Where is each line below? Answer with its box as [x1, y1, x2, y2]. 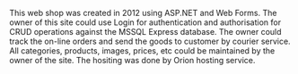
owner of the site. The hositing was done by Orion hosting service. [9, 55, 256, 65]
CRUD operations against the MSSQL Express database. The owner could [9, 27, 282, 37]
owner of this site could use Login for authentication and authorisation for [9, 17, 281, 28]
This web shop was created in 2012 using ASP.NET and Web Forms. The [9, 8, 277, 18]
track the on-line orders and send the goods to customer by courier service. [9, 36, 291, 46]
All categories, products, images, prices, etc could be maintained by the [9, 45, 276, 56]
